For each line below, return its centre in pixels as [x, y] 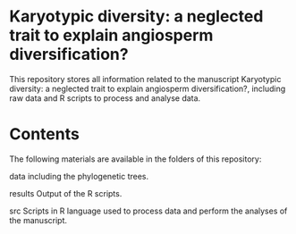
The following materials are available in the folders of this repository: [135, 159]
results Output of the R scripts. [66, 193]
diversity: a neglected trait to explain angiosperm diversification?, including [148, 88]
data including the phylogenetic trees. [79, 176]
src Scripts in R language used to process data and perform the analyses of [148, 211]
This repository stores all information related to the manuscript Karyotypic [145, 79]
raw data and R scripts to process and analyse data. [105, 98]
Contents [45, 134]
